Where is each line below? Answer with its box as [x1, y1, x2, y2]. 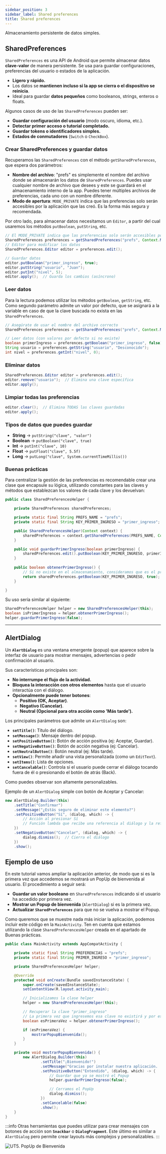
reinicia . [12, 88, 30, 94]
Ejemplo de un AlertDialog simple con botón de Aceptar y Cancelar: [5, 788, 144, 794]
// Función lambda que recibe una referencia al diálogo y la [23, 821, 154, 826]
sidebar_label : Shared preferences [5, 12, 79, 17]
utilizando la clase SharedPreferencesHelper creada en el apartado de [5, 927, 146, 933]
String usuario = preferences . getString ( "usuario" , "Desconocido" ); [5, 345, 149, 350]
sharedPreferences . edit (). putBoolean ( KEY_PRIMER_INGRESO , [23, 551, 145, 556]
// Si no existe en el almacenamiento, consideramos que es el [23, 569, 156, 574]
